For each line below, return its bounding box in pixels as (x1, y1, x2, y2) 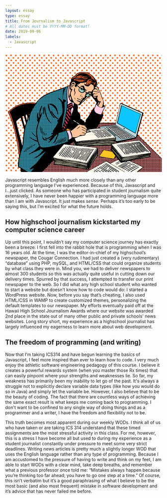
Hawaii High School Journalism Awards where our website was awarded (5, 308, 154, 314)
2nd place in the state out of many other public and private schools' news (5, 313, 156, 319)
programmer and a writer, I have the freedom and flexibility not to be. (5, 409, 147, 416)
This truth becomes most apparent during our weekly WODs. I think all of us (5, 419, 161, 425)
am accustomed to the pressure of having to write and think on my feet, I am (5, 456, 162, 462)
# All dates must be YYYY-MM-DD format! (5, 24, 90, 29)
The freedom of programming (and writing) (5, 338, 141, 346)
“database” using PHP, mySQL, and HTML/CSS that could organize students (5, 260, 162, 266)
